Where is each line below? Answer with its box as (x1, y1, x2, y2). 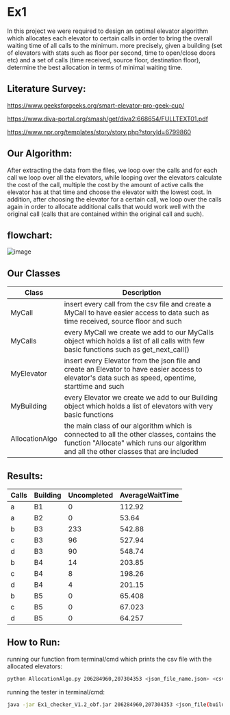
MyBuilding (10, 402, 47, 411)
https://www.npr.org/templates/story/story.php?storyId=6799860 (7, 128, 192, 136)
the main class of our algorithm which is (64, 421, 192, 431)
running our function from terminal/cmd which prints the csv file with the (7, 655, 212, 663)
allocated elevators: (7, 662, 63, 670)
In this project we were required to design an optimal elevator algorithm (7, 27, 209, 35)
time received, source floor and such (64, 317, 183, 326)
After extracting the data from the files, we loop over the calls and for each (7, 166, 218, 174)
